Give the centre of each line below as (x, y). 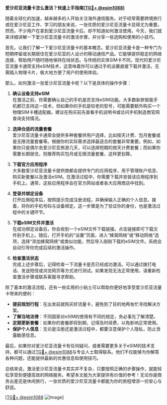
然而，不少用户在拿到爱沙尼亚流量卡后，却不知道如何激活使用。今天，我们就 (83, 31)
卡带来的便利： (20, 293)
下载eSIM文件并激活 (33, 223)
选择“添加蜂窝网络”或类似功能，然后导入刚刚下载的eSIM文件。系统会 (91, 241)
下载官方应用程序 (30, 164)
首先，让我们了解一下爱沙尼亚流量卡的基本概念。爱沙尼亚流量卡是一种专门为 (83, 47)
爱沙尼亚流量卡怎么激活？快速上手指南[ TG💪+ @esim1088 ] (65, 8)
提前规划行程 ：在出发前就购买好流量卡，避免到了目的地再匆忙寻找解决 (84, 304)
